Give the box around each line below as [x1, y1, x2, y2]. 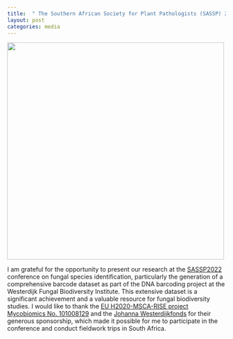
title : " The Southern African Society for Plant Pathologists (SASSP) [7, 10, 222, 17]
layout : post [7, 17, 45, 24]
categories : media [7, 23, 60, 30]
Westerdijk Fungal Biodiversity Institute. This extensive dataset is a [7, 288, 198, 296]
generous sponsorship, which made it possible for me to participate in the [7, 317, 218, 325]
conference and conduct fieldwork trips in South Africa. [7, 324, 166, 333]
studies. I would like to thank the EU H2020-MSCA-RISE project [7, 302, 189, 311]
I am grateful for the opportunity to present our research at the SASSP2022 [7, 265, 222, 274]
